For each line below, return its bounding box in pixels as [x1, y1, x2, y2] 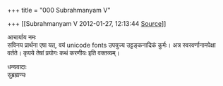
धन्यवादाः [7, 63, 27, 71]
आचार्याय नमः [7, 33, 37, 41]
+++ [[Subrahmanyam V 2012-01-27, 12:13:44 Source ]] [7, 20, 167, 27]
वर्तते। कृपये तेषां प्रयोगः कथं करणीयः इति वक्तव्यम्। [7, 49, 120, 57]
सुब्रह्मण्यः [7, 71, 27, 79]
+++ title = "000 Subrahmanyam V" [7, 6, 111, 14]
